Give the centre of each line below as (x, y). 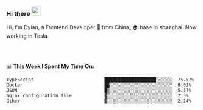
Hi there (18, 13)
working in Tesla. (28, 36)
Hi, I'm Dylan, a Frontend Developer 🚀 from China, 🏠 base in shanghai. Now (102, 27)
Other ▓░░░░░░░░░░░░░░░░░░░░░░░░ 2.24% (99, 101)
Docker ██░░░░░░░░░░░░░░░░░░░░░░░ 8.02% (99, 85)
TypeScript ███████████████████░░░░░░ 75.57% (100, 80)
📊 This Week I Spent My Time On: (50, 66)
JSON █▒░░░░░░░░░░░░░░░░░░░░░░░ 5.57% (99, 91)
